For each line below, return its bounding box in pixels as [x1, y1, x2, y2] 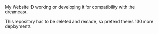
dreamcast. [5, 9, 28, 15]
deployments [5, 23, 31, 29]
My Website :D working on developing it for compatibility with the [5, 4, 135, 10]
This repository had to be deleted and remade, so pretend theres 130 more [5, 19, 154, 24]
